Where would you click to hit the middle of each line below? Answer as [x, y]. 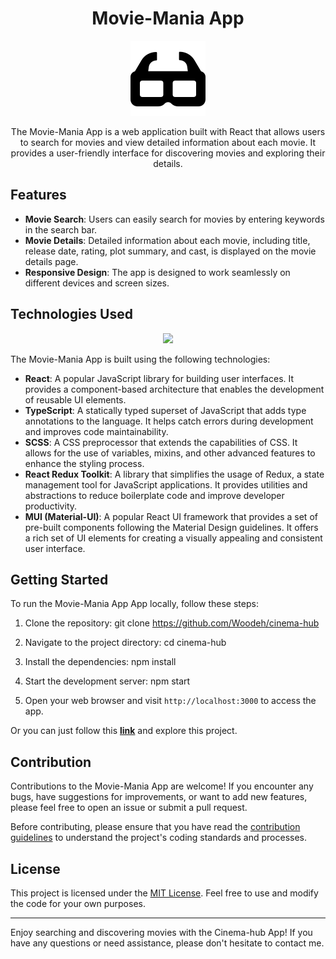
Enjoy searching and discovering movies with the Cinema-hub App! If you [161, 932]
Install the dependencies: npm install [100, 662]
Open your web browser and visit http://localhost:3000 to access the [170, 701]
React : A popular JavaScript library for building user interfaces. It [159, 378]
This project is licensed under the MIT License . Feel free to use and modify [164, 893]
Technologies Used [71, 314]
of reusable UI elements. [75, 399]
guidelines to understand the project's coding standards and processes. [159, 838]
